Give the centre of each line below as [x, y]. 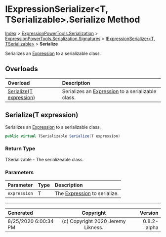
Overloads [21, 69]
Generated [20, 213]
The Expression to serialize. [87, 193]
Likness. [94, 228]
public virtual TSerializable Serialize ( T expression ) [63, 136]
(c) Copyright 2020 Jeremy [94, 221]
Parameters [19, 172]
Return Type [20, 148]
